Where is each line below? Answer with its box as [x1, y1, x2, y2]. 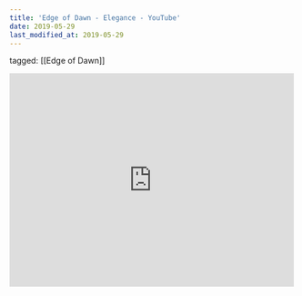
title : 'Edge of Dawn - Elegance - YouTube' [9, 13, 181, 23]
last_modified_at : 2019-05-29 [9, 30, 125, 39]
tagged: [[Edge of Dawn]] [9, 56, 106, 66]
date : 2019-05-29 [9, 22, 75, 31]
